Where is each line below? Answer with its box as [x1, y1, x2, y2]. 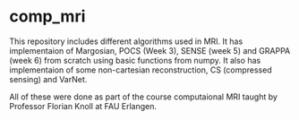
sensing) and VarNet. [9, 73, 88, 84]
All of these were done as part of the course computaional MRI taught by [9, 91, 278, 102]
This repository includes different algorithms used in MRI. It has [9, 36, 243, 47]
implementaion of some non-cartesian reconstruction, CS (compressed [9, 64, 272, 75]
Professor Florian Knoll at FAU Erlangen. [9, 100, 157, 111]
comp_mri [9, 6, 86, 27]
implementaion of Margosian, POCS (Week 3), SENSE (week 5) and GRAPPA [9, 45, 291, 56]
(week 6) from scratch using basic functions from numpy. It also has [9, 55, 261, 65]
